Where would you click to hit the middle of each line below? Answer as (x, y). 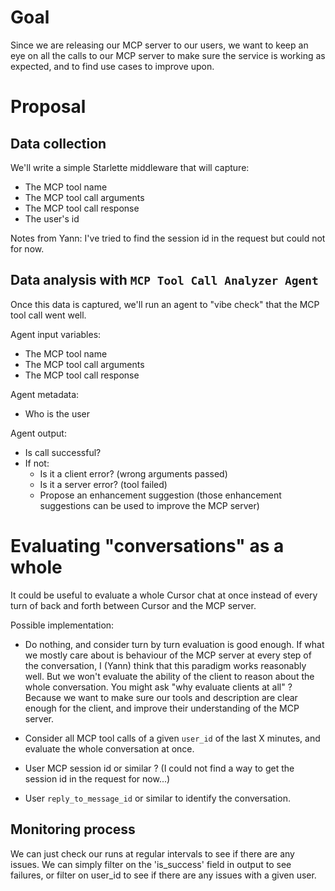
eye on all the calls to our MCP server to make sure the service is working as (168, 55)
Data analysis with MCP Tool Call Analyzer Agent (164, 280)
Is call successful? (63, 452)
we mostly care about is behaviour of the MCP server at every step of (168, 655)
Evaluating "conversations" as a (147, 545)
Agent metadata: (45, 394)
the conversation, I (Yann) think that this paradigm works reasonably (165, 665)
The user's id (52, 218)
